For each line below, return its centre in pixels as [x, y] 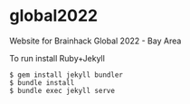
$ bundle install [42, 82]
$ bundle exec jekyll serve [62, 90]
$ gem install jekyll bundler [66, 75]
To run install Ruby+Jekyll [57, 58]
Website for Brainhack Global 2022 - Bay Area [95, 41]
